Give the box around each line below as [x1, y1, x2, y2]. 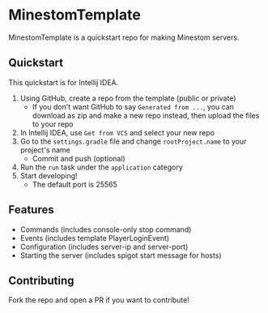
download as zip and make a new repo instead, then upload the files [32, 110, 260, 120]
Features [8, 203, 54, 217]
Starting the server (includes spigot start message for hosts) [19, 250, 222, 260]
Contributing [8, 273, 74, 287]
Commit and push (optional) [32, 153, 125, 163]
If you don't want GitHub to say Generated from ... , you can [32, 101, 235, 111]
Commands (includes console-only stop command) [19, 225, 192, 234]
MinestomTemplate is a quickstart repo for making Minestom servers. [8, 32, 240, 42]
